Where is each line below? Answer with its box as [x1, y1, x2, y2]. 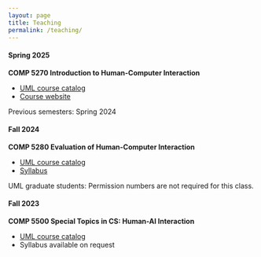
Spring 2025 [8, 50, 50, 60]
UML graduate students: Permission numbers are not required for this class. [8, 181, 254, 190]
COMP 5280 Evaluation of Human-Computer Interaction [8, 142, 195, 152]
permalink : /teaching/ [8, 26, 83, 34]
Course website [19, 91, 71, 101]
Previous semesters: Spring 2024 [8, 107, 116, 116]
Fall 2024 [8, 125, 40, 134]
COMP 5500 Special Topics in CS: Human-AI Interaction [8, 216, 195, 226]
